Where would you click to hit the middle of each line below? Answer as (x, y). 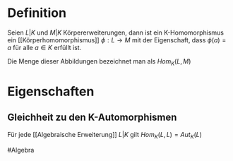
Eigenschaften (51, 91)
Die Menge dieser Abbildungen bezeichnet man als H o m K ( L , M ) (99, 62)
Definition (37, 13)
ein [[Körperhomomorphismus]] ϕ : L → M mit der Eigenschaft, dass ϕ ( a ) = (117, 40)
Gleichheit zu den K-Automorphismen (92, 118)
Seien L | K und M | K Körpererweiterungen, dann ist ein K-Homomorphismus (116, 32)
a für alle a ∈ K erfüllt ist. (44, 47)
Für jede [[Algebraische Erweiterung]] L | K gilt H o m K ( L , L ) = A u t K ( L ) (105, 135)
